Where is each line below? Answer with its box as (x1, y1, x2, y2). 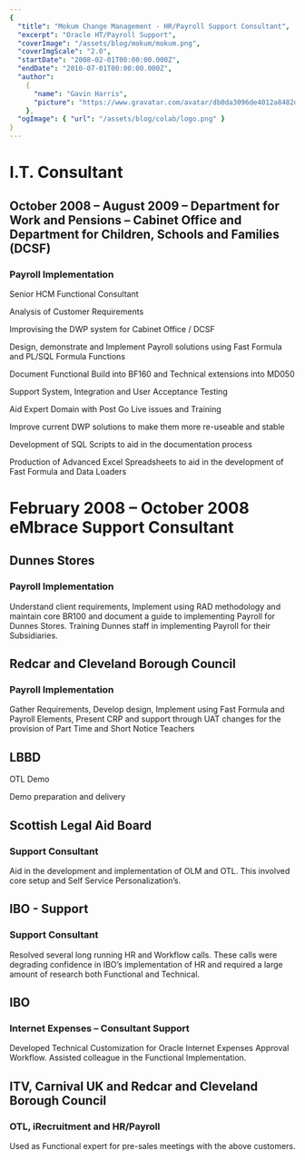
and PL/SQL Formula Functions (9, 350, 125, 361)
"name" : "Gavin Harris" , (33, 89, 128, 98)
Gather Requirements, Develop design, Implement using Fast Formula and (9, 704, 285, 715)
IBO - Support (9, 901, 89, 917)
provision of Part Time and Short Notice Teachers (9, 723, 195, 734)
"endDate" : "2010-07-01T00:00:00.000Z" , (17, 64, 172, 74)
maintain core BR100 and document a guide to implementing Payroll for (9, 610, 275, 622)
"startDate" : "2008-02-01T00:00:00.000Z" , (17, 55, 181, 64)
